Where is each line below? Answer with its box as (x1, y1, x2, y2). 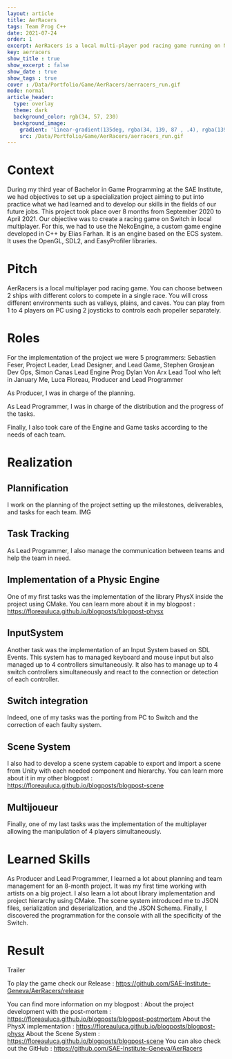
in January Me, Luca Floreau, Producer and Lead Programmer (7, 376, 184, 384)
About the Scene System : (26, 1029, 100, 1038)
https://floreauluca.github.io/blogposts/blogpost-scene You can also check (7, 1037, 221, 1045)
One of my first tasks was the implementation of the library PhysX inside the (7, 592, 224, 600)
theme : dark (13, 107, 48, 114)
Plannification (7, 482, 69, 494)
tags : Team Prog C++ (7, 23, 67, 30)
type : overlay (13, 100, 54, 107)
